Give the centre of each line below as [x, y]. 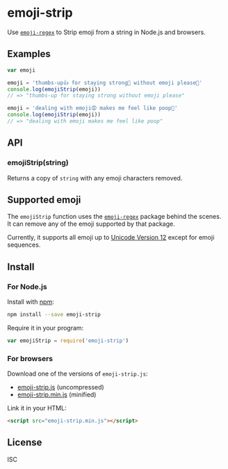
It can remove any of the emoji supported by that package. [91, 224]
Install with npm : [31, 302]
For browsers [30, 358]
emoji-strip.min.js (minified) [57, 394]
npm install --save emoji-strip [54, 315]
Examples [29, 54]
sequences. [24, 245]
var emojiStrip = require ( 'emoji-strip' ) [68, 340]
